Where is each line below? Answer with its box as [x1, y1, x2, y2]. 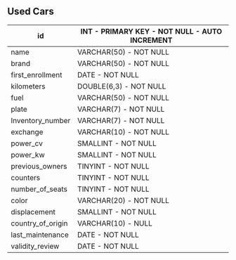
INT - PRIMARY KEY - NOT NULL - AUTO [80, 26, 223, 36]
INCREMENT [129, 35, 173, 45]
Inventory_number [11, 115, 71, 125]
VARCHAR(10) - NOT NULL [77, 126, 170, 136]
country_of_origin [11, 218, 68, 228]
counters [11, 172, 41, 182]
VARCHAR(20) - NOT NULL [77, 195, 170, 205]
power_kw [11, 150, 45, 160]
